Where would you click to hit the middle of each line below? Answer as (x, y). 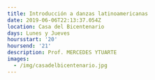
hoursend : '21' (29, 46)
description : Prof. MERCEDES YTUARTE (62, 53)
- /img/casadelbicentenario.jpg (61, 65)
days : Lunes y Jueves (39, 33)
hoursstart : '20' (32, 40)
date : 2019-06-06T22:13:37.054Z (54, 20)
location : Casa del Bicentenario (56, 26)
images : (19, 59)
